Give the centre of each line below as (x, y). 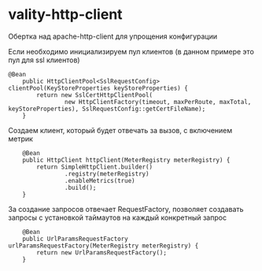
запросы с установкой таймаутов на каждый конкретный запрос (117, 217)
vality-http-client (66, 15)
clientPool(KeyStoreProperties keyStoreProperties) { (98, 88)
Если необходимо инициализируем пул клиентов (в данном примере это (131, 51)
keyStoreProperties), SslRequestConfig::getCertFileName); (107, 109)
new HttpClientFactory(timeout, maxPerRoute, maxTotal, (158, 102)
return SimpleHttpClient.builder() (95, 167)
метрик (21, 139)
